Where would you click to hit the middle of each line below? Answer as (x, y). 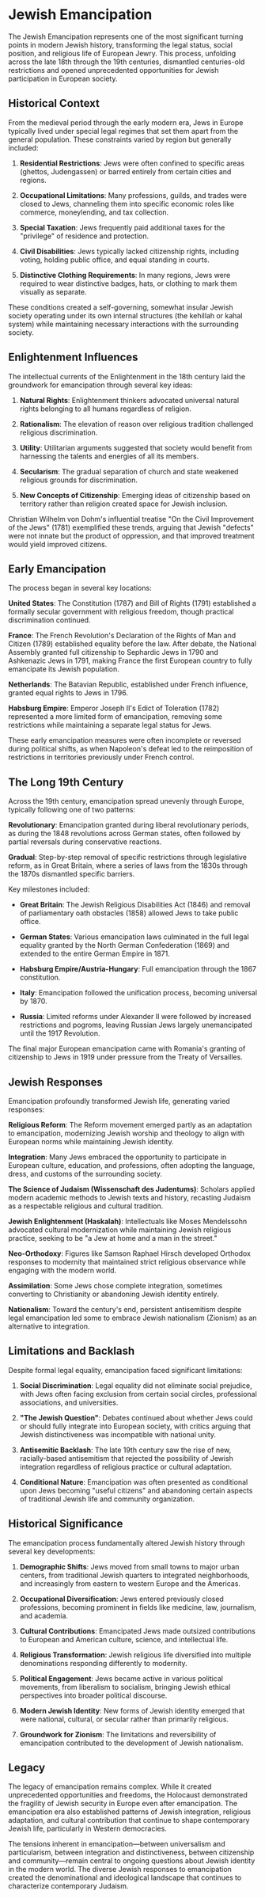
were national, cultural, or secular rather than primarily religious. (124, 1719)
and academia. (44, 1615)
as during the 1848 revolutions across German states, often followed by (125, 834)
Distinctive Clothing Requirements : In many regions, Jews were (125, 275)
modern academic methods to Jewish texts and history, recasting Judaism (130, 1198)
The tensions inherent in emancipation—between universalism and (117, 1844)
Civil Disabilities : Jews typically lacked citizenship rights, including (129, 251)
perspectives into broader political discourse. (93, 1695)
